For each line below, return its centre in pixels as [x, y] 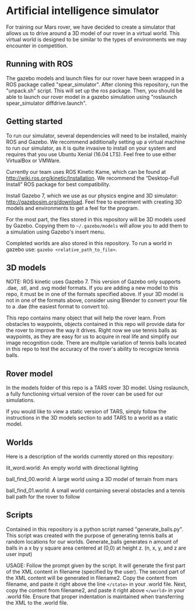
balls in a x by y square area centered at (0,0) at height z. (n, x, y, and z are [96, 548]
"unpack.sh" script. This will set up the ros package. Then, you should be [94, 90]
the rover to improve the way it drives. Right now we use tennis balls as [91, 330]
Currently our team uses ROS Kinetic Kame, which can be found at [86, 171]
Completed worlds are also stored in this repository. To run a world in [89, 243]
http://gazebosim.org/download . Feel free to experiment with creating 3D [94, 202]
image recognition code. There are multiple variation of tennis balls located [96, 343]
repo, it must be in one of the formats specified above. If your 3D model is [95, 294]
